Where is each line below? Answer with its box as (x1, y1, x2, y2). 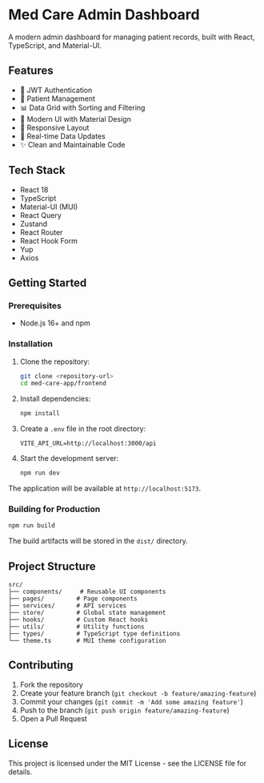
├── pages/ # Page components (8, 595, 138, 603)
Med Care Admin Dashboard (8, 6, 200, 24)
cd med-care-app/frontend (19, 379, 106, 388)
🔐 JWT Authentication (19, 85, 93, 95)
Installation (8, 338, 54, 349)
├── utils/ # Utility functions (8, 623, 146, 631)
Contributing (8, 659, 74, 672)
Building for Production (8, 503, 101, 515)
